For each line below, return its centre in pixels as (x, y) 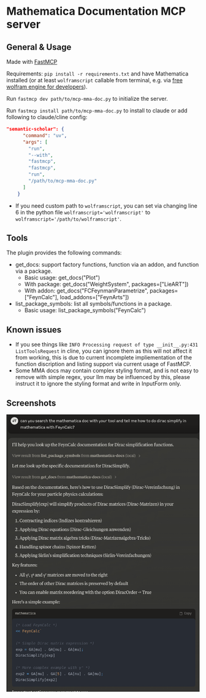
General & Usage (39, 47)
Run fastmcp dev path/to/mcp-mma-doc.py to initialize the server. (87, 99)
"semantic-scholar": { (35, 129)
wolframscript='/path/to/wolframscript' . (68, 219)
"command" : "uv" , (45, 135)
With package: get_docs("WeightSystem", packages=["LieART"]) (106, 284)
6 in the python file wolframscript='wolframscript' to (83, 212)
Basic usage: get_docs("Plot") (62, 278)
